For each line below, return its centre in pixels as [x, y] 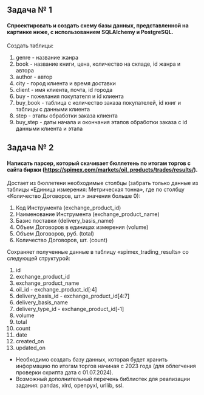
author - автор [34, 77]
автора [25, 70]
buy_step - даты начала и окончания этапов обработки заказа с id [101, 122]
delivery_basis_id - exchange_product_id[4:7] [73, 296]
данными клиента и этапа [49, 128]
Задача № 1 [29, 10]
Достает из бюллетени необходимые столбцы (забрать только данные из [103, 183]
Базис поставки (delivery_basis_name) [65, 221]
